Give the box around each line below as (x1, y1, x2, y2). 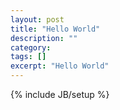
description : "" (10, 33, 78, 43)
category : (10, 42, 52, 53)
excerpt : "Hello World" (10, 61, 110, 71)
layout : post (10, 14, 65, 25)
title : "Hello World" (10, 24, 101, 34)
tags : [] (10, 52, 47, 62)
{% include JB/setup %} (10, 89, 110, 100)
